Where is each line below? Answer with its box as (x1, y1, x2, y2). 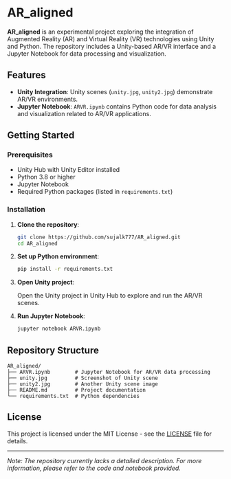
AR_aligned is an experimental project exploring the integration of (7, 27, 194, 36)
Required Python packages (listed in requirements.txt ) (16, 188, 173, 196)
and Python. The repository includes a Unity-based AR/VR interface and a (7, 42, 217, 50)
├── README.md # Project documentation (7, 387, 146, 394)
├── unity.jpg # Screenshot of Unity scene (7, 375, 158, 382)
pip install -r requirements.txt (16, 266, 113, 273)
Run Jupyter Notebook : (16, 312, 85, 320)
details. (7, 436, 28, 445)
